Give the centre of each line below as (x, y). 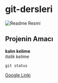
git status (16, 66)
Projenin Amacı (29, 39)
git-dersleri (29, 9)
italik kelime (17, 56)
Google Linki (18, 75)
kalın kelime (18, 51)
